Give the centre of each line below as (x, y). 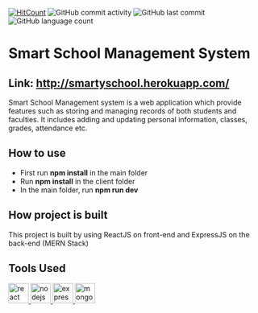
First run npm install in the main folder (84, 172)
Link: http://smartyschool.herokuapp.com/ (119, 83)
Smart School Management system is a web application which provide (125, 102)
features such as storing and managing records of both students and (123, 111)
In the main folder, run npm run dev (79, 190)
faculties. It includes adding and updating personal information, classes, (128, 119)
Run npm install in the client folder (77, 181)
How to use (37, 153)
